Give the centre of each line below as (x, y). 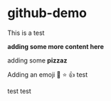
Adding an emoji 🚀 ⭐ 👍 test (48, 74)
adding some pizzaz (37, 60)
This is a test (26, 33)
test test (20, 91)
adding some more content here (56, 46)
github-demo (47, 13)
